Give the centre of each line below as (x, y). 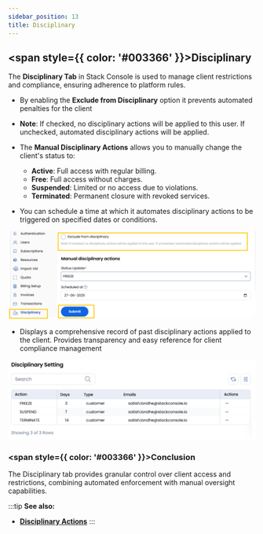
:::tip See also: (31, 506)
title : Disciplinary (42, 25)
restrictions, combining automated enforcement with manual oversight (122, 483)
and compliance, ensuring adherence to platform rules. (97, 85)
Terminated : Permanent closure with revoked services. (121, 196)
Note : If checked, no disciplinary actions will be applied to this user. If (132, 124)
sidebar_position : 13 (44, 17)
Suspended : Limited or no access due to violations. (115, 188)
